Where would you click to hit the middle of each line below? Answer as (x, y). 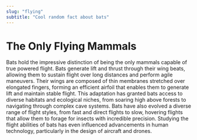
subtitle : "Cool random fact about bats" (58, 17)
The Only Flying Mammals (71, 46)
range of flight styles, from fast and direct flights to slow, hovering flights (95, 112)
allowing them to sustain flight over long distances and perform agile (89, 75)
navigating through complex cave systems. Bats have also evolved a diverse (99, 106)
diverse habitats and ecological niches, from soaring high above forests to (96, 100)
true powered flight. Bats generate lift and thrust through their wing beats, (96, 69)
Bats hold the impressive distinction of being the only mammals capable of (97, 62)
